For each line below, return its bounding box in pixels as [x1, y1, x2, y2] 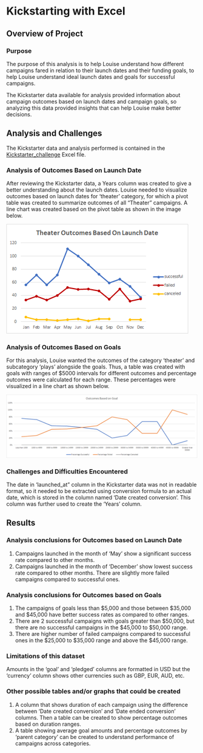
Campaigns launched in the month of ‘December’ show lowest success [15, 563, 193, 570]
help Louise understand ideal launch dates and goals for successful [6, 73, 176, 80]
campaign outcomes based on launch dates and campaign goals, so [6, 98, 177, 105]
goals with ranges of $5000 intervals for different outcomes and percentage [6, 370, 197, 377]
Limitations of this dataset [6, 652, 85, 660]
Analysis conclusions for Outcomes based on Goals [6, 591, 162, 599]
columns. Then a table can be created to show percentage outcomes [15, 714, 188, 721]
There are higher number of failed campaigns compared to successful [15, 630, 191, 637]
